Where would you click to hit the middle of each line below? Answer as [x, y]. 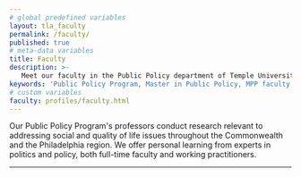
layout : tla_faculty [48, 26]
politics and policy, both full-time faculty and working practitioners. [133, 155]
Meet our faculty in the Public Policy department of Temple [138, 76]
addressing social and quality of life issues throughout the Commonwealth [146, 136]
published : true [39, 42]
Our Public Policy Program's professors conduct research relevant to [136, 126]
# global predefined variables [68, 17]
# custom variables [46, 92]
